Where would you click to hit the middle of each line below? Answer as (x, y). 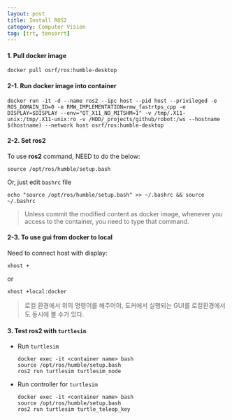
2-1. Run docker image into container (62, 86)
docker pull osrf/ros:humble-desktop (62, 71)
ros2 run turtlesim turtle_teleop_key (74, 409)
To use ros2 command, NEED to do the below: (74, 156)
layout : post (26, 14)
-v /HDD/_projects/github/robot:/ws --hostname (150, 119)
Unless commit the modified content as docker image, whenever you (123, 213)
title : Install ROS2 (37, 20)
